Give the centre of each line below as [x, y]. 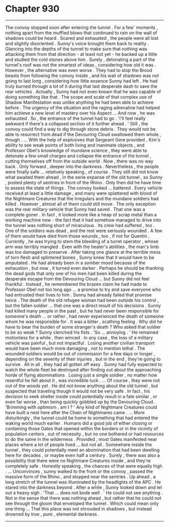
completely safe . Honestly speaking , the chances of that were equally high [84, 466]
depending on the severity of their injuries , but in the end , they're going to [83, 359]
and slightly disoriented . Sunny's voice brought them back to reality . [77, 43]
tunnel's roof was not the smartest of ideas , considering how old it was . [81, 65]
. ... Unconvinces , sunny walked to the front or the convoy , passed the [79, 471]
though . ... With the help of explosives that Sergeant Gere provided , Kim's [83, 139]
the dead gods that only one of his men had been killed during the [73, 273]
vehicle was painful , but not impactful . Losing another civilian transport [80, 343]
